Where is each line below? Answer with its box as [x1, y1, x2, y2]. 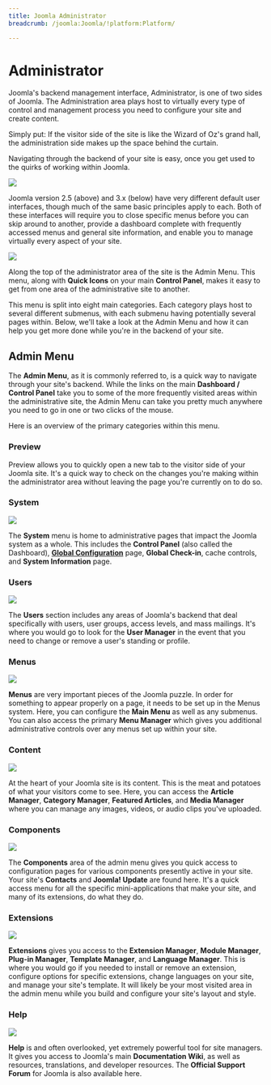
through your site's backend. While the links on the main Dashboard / [8, 380, 240, 389]
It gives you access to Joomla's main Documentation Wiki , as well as [8, 1051, 240, 1061]
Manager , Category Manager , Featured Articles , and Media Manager [8, 795, 244, 805]
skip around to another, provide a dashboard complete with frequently [8, 219, 242, 229]
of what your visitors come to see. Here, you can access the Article [8, 786, 235, 796]
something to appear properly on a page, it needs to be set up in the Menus [8, 698, 260, 708]
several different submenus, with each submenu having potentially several [8, 308, 256, 318]
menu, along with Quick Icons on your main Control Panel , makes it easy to [8, 276, 260, 286]
